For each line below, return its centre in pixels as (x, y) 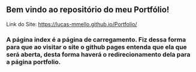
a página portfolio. (34, 62)
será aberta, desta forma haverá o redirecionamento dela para (98, 54)
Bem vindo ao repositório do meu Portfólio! (88, 10)
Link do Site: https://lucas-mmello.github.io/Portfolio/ (72, 24)
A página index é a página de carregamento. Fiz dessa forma (96, 39)
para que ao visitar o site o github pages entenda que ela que (97, 47)
